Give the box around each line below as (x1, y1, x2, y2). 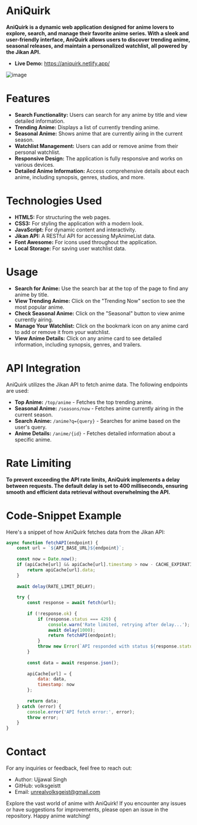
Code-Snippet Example (6, 509, 122, 522)
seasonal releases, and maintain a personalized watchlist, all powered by (6, 42, 188, 49)
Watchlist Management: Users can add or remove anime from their (14, 142, 179, 149)
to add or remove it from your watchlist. (14, 328, 110, 335)
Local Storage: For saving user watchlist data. (14, 245, 127, 252)
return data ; (27, 698, 59, 704)
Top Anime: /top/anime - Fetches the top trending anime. (14, 398, 154, 406)
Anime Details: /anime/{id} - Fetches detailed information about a (14, 430, 176, 437)
